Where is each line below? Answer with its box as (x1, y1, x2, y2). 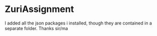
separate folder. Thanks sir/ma (5, 25, 68, 31)
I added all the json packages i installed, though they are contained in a (5, 20, 152, 26)
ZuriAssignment (5, 3, 74, 15)
